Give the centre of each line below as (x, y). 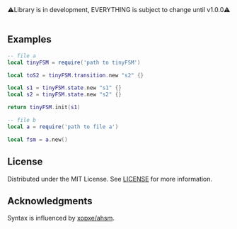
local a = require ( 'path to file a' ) (63, 127)
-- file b (22, 121)
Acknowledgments (50, 201)
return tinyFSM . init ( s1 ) (44, 108)
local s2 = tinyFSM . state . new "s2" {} (64, 95)
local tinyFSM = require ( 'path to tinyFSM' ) (74, 62)
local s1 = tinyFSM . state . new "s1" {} (64, 88)
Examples (29, 39)
